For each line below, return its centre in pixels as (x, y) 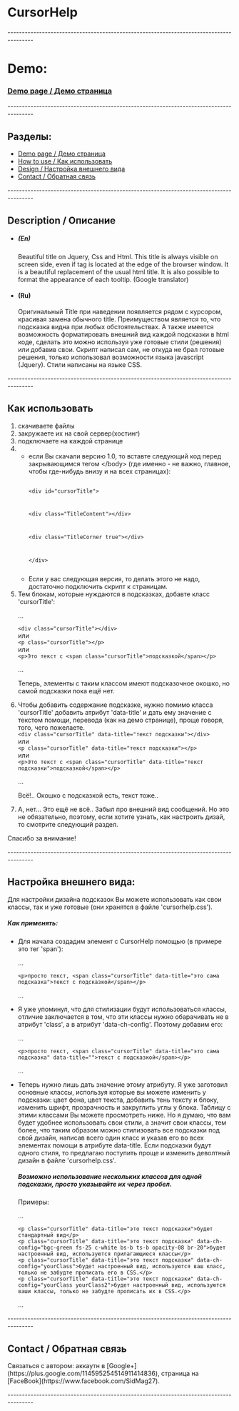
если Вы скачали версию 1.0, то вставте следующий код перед (125, 456)
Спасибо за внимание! (42, 838)
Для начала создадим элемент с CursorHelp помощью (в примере (120, 941)
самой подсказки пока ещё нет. (66, 691)
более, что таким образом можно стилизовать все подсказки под (118, 1130)
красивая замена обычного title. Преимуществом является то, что (119, 319)
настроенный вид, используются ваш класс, (162, 1267)
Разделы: (30, 136)
